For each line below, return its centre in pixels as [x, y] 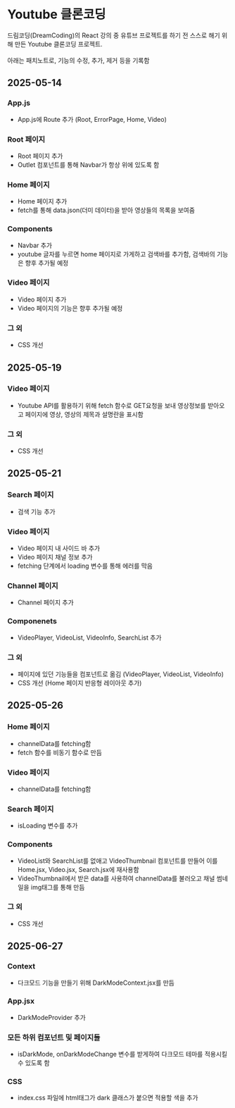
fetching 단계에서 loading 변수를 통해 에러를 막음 [85, 566]
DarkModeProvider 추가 [51, 1017]
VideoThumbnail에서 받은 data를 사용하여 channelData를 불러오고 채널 [116, 878]
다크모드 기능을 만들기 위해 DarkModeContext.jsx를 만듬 [96, 983]
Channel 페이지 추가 [45, 602]
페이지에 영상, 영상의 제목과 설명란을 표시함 [84, 414]
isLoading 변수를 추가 [47, 826]
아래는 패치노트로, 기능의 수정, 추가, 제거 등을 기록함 [78, 60]
